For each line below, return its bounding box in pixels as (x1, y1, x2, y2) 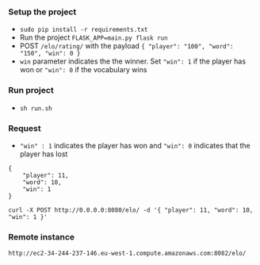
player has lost (19, 149, 68, 159)
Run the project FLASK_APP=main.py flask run (19, 33, 168, 42)
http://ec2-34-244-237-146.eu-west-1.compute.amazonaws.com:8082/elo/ (8, 249, 247, 258)
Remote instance (8, 231, 75, 242)
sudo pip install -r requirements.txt (19, 26, 148, 34)
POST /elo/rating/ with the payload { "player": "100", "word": (19, 41, 234, 51)
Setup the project (8, 6, 77, 17)
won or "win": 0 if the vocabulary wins (19, 65, 147, 75)
